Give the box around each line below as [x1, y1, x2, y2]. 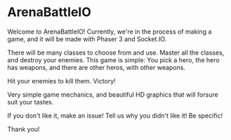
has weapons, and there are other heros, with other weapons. [7, 63, 186, 71]
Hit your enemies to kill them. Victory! [7, 76, 116, 85]
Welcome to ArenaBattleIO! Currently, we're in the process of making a [7, 27, 212, 36]
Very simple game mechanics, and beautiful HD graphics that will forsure [7, 90, 219, 99]
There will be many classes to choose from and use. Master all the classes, [7, 48, 225, 57]
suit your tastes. [7, 97, 54, 106]
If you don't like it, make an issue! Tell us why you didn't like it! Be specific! [7, 111, 223, 120]
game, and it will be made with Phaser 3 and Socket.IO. [7, 34, 167, 43]
